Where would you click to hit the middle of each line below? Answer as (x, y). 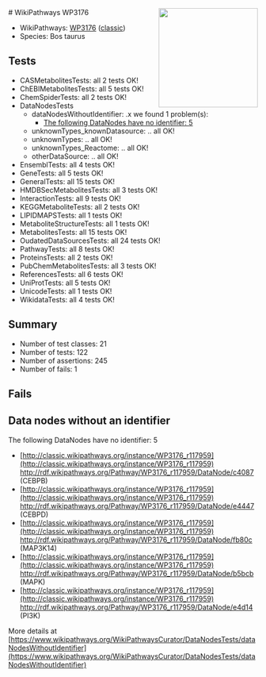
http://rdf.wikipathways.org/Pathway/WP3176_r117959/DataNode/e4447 (137, 506)
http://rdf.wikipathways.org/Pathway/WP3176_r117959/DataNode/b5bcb (137, 573)
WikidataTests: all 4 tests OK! (67, 299)
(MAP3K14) (38, 548)
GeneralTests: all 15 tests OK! (67, 181)
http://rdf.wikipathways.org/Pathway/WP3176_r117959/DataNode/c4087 (137, 472)
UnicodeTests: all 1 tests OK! (66, 291)
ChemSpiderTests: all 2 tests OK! (73, 97)
